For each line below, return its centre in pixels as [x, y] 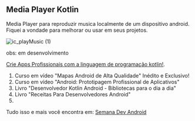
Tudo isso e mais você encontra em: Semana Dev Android [76, 112]
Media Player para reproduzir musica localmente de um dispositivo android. [98, 23]
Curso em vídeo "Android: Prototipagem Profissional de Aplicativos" [97, 82]
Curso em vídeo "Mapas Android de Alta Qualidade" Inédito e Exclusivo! [102, 75]
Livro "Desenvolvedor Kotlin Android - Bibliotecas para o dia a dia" [95, 88]
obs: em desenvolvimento [37, 53]
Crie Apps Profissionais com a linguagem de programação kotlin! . [86, 64]
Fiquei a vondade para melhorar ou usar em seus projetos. [77, 30]
